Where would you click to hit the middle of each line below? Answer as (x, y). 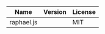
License (84, 12)
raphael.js (24, 22)
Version (55, 12)
